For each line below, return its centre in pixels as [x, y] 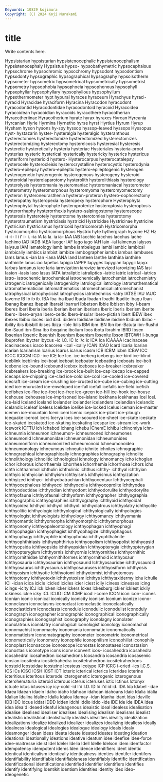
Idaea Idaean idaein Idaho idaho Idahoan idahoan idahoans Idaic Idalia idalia [81, 692]
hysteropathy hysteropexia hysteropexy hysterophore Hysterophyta [73, 200]
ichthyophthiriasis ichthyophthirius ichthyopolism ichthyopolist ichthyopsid [80, 542]
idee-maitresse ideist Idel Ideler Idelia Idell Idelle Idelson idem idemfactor [78, 744]
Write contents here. [26, 52]
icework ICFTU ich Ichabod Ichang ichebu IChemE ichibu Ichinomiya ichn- [80, 428]
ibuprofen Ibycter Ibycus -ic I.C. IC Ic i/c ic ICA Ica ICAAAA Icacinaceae [76, 340]
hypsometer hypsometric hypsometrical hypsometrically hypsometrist [75, 82]
